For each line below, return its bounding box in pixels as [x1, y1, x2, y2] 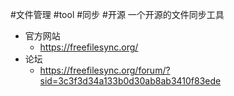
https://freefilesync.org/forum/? [39, 64, 171, 76]
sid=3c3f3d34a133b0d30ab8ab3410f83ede [39, 75, 222, 87]
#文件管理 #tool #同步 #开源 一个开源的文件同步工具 [10, 9, 225, 20]
